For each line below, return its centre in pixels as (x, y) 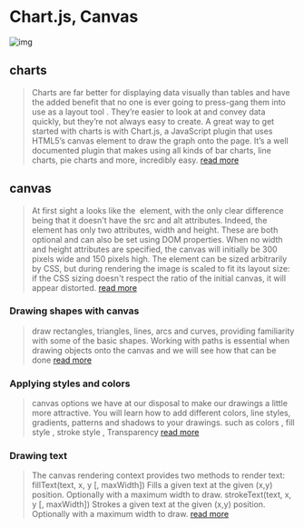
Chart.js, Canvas (74, 17)
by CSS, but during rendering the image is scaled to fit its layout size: (161, 268)
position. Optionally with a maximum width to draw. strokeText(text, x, (162, 495)
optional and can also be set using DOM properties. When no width (157, 239)
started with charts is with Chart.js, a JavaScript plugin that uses (152, 131)
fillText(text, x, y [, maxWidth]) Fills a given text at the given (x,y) (152, 485)
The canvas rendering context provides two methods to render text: (158, 475)
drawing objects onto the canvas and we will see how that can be (154, 350)
